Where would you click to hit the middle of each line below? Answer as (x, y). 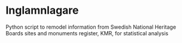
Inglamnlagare (42, 10)
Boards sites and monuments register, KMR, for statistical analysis (87, 33)
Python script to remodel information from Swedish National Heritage (91, 27)
